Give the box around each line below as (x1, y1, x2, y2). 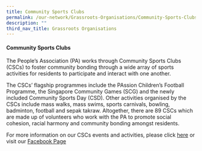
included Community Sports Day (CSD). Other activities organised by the (6, 94, 186, 102)
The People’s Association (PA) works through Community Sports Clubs (6, 58, 182, 65)
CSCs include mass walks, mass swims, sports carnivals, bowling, (6, 101, 170, 108)
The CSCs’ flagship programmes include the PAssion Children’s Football (6, 81, 185, 89)
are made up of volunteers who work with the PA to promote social (6, 113, 171, 120)
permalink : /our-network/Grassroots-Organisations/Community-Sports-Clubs (6, 14, 198, 20)
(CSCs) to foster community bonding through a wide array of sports (6, 64, 174, 71)
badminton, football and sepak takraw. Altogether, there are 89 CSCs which (6, 107, 194, 114)
